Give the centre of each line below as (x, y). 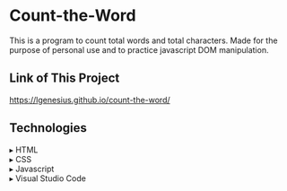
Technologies (48, 128)
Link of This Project (65, 78)
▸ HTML (24, 150)
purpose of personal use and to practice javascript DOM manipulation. (139, 49)
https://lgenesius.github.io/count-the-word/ (90, 100)
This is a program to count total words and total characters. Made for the (143, 40)
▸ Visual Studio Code (48, 178)
